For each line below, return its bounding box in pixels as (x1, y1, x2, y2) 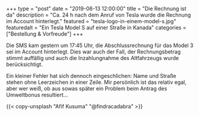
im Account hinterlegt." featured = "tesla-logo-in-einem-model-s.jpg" (6, 18, 176, 24)
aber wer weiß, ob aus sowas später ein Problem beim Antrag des (6, 85, 168, 92)
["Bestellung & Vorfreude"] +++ (6, 30, 84, 37)
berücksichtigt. (6, 61, 43, 68)
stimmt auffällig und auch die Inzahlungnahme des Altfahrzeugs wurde (6, 55, 179, 61)
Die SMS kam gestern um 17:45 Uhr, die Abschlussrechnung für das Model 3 (6, 42, 194, 49)
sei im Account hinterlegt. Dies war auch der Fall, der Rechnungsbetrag (6, 48, 181, 55)
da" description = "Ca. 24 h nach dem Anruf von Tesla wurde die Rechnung (6, 11, 191, 18)
